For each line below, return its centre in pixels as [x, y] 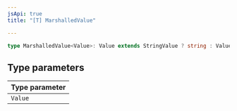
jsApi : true [25, 14]
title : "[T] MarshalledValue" [52, 20]
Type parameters [46, 67]
